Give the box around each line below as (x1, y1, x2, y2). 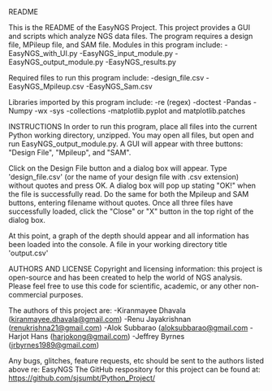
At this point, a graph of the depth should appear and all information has (8, 231, 249, 241)
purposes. (49, 290, 84, 299)
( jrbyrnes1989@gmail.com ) (8, 341, 100, 350)
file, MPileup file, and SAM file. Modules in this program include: (8, 40, 223, 50)
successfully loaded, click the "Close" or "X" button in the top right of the (8, 206, 254, 216)
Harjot (8, 332, 30, 341)
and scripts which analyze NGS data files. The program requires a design (8, 32, 253, 41)
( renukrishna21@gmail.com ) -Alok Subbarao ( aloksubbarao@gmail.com (8, 323, 248, 332)
